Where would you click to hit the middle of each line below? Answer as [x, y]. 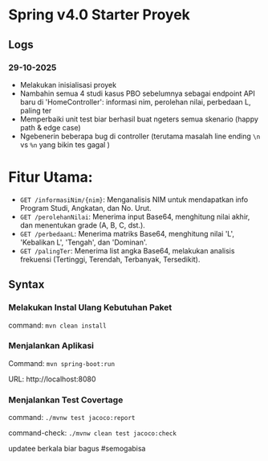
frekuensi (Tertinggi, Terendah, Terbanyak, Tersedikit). [110, 259]
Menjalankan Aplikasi [51, 346]
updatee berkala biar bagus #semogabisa [77, 449]
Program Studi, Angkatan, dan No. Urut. [85, 208]
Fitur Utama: [51, 177]
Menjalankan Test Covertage [66, 400]
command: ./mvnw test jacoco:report [72, 418]
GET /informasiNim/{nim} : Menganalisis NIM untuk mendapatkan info [134, 200]
